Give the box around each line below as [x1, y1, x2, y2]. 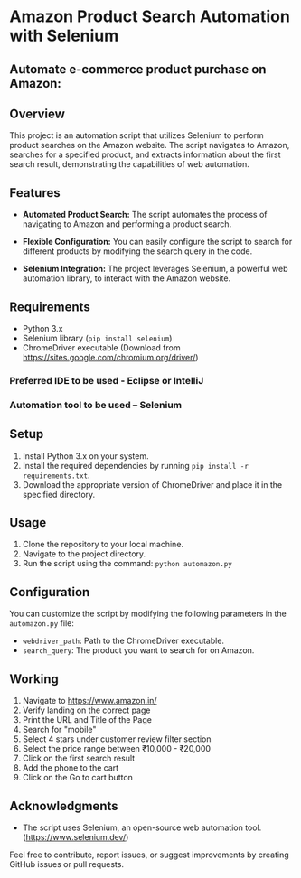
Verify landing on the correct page [22, 705, 151, 715]
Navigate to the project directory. [22, 548, 146, 559]
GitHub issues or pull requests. [9, 858, 125, 869]
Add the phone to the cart [22, 762, 119, 773]
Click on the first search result [22, 752, 136, 764]
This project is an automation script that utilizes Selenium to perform [9, 130, 264, 141]
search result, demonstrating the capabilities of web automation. [9, 159, 250, 170]
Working [9, 671, 59, 687]
